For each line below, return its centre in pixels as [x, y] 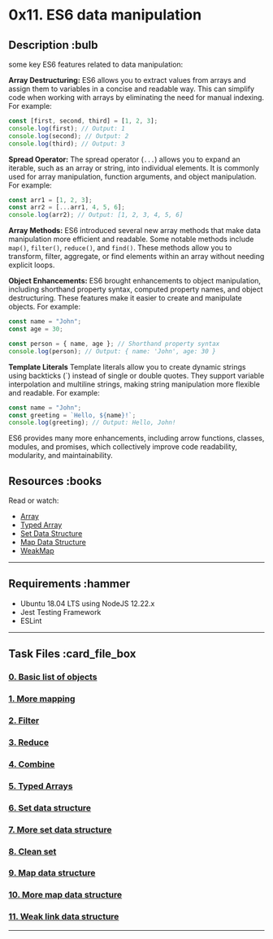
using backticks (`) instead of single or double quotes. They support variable [136, 375]
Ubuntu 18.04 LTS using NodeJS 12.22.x [87, 604]
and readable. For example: [54, 392]
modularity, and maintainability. [61, 456]
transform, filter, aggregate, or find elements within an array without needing [136, 257]
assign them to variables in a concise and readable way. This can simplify [131, 89]
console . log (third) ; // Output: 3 [67, 144]
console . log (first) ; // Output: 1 [67, 128]
